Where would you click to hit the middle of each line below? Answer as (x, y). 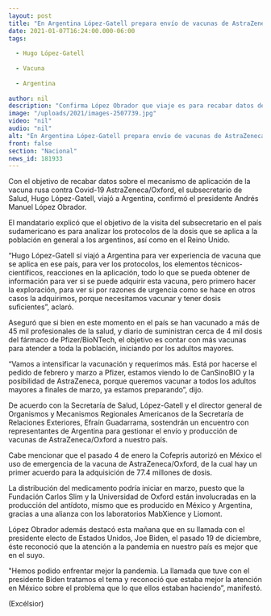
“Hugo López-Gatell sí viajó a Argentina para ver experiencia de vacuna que (135, 256)
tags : (17, 38)
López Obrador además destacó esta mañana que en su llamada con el (127, 530)
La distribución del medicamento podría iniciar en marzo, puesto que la (126, 488)
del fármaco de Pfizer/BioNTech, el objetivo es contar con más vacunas (127, 340)
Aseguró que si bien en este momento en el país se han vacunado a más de (134, 323)
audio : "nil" (30, 128)
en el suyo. (27, 555)
